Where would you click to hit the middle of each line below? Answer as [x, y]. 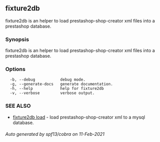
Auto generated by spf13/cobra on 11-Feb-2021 [55, 134]
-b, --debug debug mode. [48, 80]
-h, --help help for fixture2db [57, 89]
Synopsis [17, 39]
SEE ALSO [18, 106]
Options [15, 69]
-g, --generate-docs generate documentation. [62, 84]
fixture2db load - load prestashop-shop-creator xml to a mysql [79, 117]
